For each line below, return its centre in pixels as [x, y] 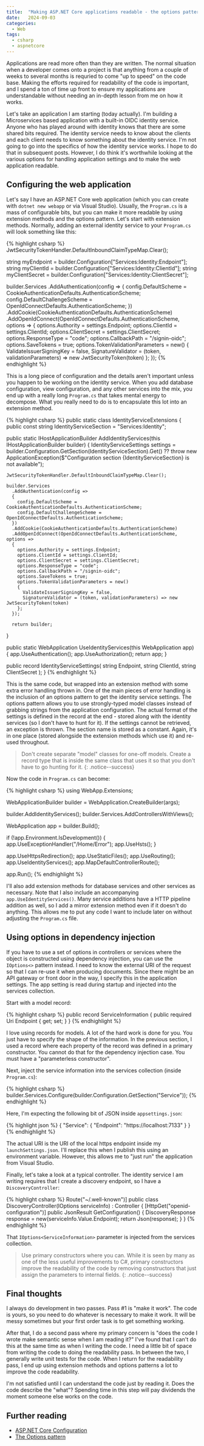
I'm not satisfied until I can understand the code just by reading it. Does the [100, 1384]
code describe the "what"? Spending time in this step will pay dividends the [101, 1390]
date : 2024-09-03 [31, 18]
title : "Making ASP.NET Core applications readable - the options [93, 12]
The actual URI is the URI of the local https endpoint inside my [84, 1143]
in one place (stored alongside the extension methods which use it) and [96, 735]
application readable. [33, 166]
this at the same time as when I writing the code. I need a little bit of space [99, 1346]
